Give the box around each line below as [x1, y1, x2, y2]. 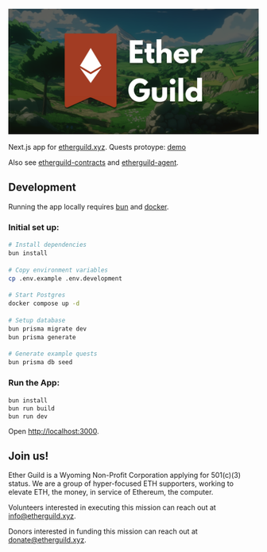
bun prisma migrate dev [8, 324, 87, 333]
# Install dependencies [8, 241, 87, 249]
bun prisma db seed [8, 358, 73, 366]
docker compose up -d [8, 299, 80, 307]
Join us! [8, 449, 49, 463]
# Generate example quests [8, 350, 98, 358]
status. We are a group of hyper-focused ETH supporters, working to [8, 479, 234, 488]
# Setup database [8, 316, 66, 324]
